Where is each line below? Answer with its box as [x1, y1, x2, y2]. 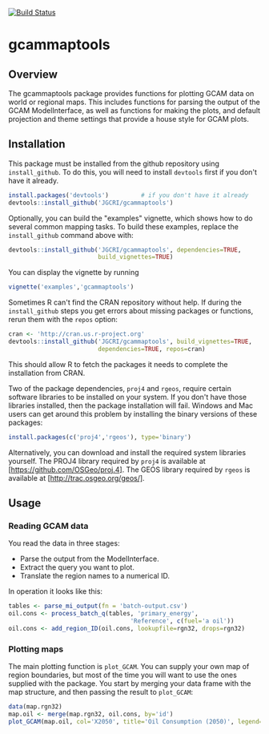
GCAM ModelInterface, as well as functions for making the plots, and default [8, 106, 261, 115]
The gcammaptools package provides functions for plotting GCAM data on [8, 89, 255, 98]
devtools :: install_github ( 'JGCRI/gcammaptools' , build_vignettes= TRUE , [8, 337, 252, 346]
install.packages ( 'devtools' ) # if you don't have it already [8, 191, 249, 200]
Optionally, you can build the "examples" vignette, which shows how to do [8, 213, 254, 223]
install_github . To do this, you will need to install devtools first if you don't [8, 167, 258, 176]
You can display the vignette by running [8, 268, 139, 277]
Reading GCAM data [8, 521, 89, 531]
